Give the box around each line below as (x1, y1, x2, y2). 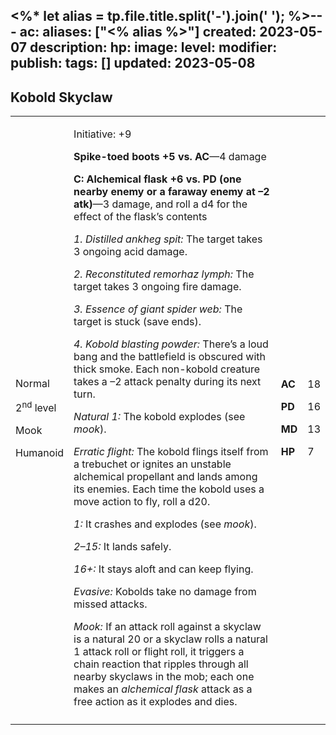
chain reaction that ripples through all (73, 657, 249, 671)
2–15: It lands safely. (73, 540, 172, 554)
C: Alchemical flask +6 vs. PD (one (73, 172, 242, 186)
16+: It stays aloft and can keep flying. (73, 562, 254, 576)
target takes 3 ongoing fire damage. (73, 280, 242, 294)
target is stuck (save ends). (73, 315, 202, 329)
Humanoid (15, 445, 65, 459)
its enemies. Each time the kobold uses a (73, 482, 265, 496)
